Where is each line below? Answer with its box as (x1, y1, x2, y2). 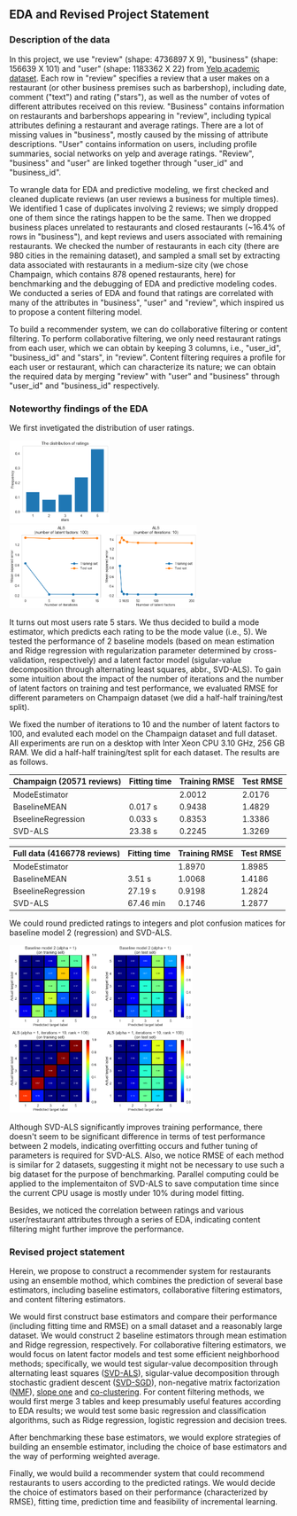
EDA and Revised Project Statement (9, 7, 209, 22)
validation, (9, 654, 47, 665)
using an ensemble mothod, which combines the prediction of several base (9, 1276, 283, 1286)
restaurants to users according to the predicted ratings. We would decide (9, 1478, 276, 1489)
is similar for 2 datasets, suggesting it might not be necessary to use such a (9, 1159, 285, 1169)
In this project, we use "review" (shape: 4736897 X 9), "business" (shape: (9, 53, 278, 65)
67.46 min (127, 898, 166, 909)
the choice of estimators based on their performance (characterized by (9, 1487, 268, 1497)
